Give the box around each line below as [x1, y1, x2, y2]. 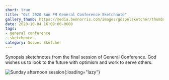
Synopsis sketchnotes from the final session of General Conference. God [5, 54, 157, 60]
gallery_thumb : [5, 17, 37, 22]
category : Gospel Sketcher [5, 40, 62, 45]
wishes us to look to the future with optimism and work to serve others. [5, 59, 153, 65]
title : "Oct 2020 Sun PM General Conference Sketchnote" [5, 12, 127, 17]
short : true [5, 7, 30, 13]
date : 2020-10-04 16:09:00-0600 [5, 21, 73, 27]
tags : [5, 26, 17, 31]
